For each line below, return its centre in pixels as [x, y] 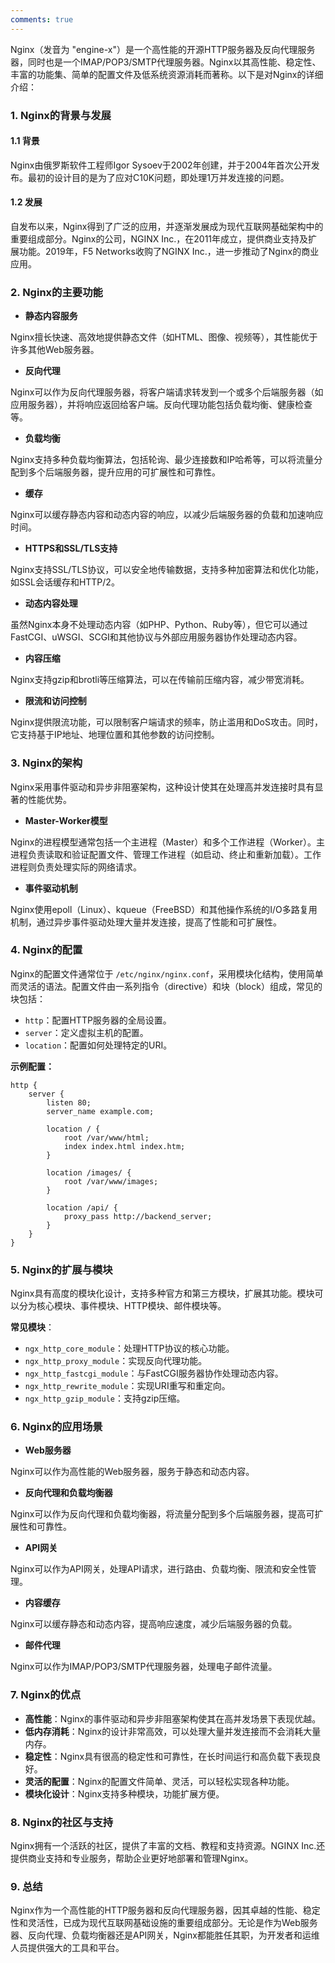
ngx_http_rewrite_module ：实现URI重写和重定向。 [127, 1386]
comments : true [42, 19]
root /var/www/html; [106, 1137]
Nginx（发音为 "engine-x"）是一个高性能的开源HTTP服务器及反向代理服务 [163, 49]
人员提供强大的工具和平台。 [67, 1948]
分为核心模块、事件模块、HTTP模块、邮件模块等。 [122, 1306]
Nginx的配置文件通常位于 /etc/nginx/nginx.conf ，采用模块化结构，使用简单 [167, 973]
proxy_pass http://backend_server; [138, 1216]
